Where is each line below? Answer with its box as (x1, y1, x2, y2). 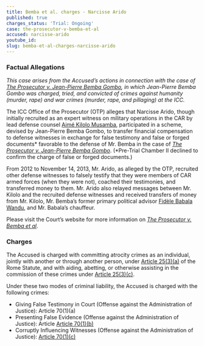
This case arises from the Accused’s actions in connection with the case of (6, 77, 196, 84)
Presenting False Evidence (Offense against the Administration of (15, 314, 179, 321)
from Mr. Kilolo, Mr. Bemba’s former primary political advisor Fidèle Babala (6, 197, 193, 205)
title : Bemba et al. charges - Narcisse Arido (6, 9, 127, 15)
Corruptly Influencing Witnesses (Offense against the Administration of (15, 327, 194, 334)
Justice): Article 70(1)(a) (15, 307, 76, 314)
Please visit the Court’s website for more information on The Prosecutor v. (6, 216, 192, 223)
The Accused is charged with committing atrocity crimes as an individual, (6, 251, 191, 259)
